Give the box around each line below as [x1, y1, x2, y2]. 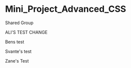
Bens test [5, 38, 25, 45]
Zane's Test [5, 58, 29, 64]
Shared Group [5, 20, 33, 26]
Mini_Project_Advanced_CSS [5, 3, 127, 15]
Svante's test [5, 48, 32, 54]
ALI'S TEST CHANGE [5, 29, 48, 35]
